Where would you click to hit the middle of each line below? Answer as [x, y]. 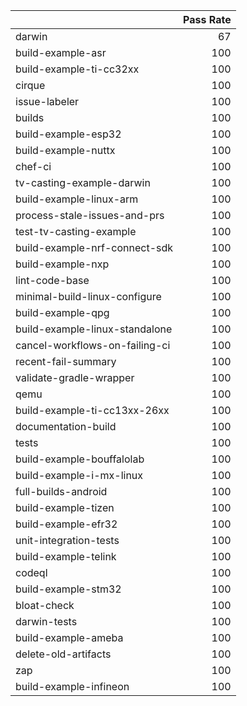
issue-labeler [47, 101]
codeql [31, 572]
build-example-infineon [72, 686]
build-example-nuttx [65, 150]
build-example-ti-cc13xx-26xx [92, 410]
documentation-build [66, 426]
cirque [30, 85]
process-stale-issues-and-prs [90, 215]
